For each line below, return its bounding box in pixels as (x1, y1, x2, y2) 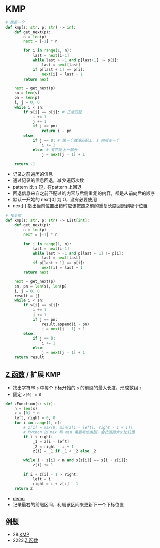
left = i (32, 476, 51, 482)
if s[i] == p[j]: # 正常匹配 (23, 109, 82, 115)
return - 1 (14, 161, 36, 166)
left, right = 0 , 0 (14, 415, 56, 421)
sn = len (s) (14, 90, 40, 96)
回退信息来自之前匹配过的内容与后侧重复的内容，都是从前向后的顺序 (12, 190, 155, 196)
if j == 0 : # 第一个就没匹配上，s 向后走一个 (32, 138, 120, 143)
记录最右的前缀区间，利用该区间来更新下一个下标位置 (12, 501, 124, 507)
